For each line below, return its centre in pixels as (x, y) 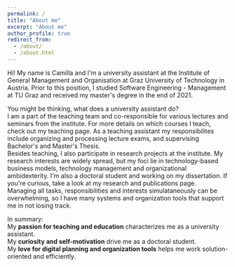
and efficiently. (54, 256)
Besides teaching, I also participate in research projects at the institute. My (115, 153)
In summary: (25, 219)
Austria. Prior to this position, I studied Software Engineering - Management (117, 88)
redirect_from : (29, 40)
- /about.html (34, 53)
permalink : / (26, 14)
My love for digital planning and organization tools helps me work (104, 249)
